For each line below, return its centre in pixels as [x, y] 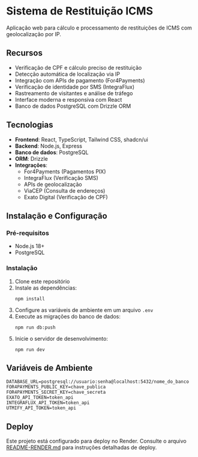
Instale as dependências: [46, 288]
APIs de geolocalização [53, 184]
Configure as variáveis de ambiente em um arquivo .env [84, 310]
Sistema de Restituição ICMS [79, 11]
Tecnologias [30, 125]
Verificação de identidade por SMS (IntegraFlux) [75, 87]
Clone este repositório [42, 281]
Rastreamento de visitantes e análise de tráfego [74, 93]
